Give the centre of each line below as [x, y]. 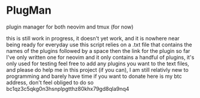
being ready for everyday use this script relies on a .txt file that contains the [99, 45]
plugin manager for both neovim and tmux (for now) [70, 27]
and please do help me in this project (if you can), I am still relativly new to [98, 69]
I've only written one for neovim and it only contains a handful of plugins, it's [100, 57]
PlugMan [29, 10]
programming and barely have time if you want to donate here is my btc [94, 76]
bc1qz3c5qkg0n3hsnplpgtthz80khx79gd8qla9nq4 [68, 88]
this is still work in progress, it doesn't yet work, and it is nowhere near [93, 38]
